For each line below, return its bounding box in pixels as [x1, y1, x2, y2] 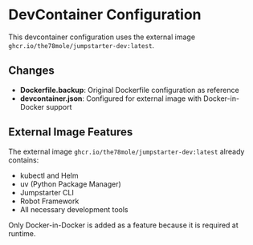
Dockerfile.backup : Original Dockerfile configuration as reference [19, 85, 239, 94]
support [46, 102, 72, 111]
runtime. [8, 228, 36, 238]
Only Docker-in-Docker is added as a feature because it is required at [8, 220, 239, 230]
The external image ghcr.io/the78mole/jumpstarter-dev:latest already [8, 147, 245, 156]
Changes [8, 64, 55, 78]
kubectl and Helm [19, 171, 79, 180]
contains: [8, 155, 39, 165]
